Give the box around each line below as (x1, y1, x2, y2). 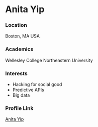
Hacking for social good (12, 81, 62, 88)
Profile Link (5, 105, 34, 112)
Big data (12, 92, 30, 98)
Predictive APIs (12, 87, 44, 93)
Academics (5, 46, 34, 53)
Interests (5, 70, 28, 77)
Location (5, 22, 28, 29)
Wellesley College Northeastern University (5, 57, 93, 63)
